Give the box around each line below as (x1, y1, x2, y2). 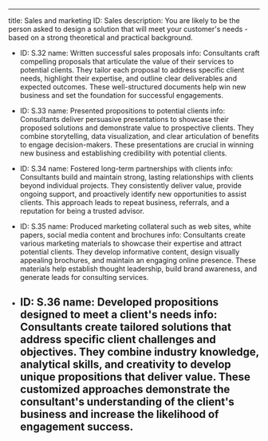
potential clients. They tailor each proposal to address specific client (19, 65, 245, 74)
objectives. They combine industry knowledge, (19, 345, 259, 359)
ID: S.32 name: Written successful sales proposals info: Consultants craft (19, 49, 260, 57)
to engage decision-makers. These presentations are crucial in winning (19, 140, 254, 149)
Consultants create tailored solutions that (19, 321, 231, 334)
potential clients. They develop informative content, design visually (19, 247, 240, 256)
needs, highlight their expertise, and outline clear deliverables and (19, 73, 238, 83)
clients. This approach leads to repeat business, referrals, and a (19, 198, 230, 207)
